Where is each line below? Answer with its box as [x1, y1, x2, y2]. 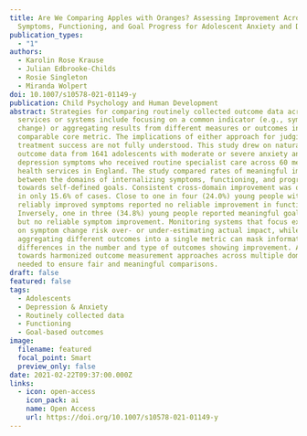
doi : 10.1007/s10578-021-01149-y [9, 90, 137, 99]
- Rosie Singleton [17, 73, 89, 82]
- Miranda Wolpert [17, 81, 89, 90]
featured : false [9, 277, 71, 286]
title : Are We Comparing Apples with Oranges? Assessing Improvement [9, 13, 281, 23]
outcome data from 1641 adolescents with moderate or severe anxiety [17, 149, 288, 158]
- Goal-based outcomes [17, 328, 104, 337]
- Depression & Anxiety [17, 303, 108, 312]
